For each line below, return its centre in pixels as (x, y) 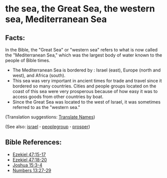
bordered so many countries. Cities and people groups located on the (84, 86)
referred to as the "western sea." (46, 107)
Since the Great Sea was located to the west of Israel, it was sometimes (87, 102)
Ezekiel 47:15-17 (29, 154)
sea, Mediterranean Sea (56, 19)
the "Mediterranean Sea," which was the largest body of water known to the (84, 55)
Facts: (15, 38)
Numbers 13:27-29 (32, 170)
